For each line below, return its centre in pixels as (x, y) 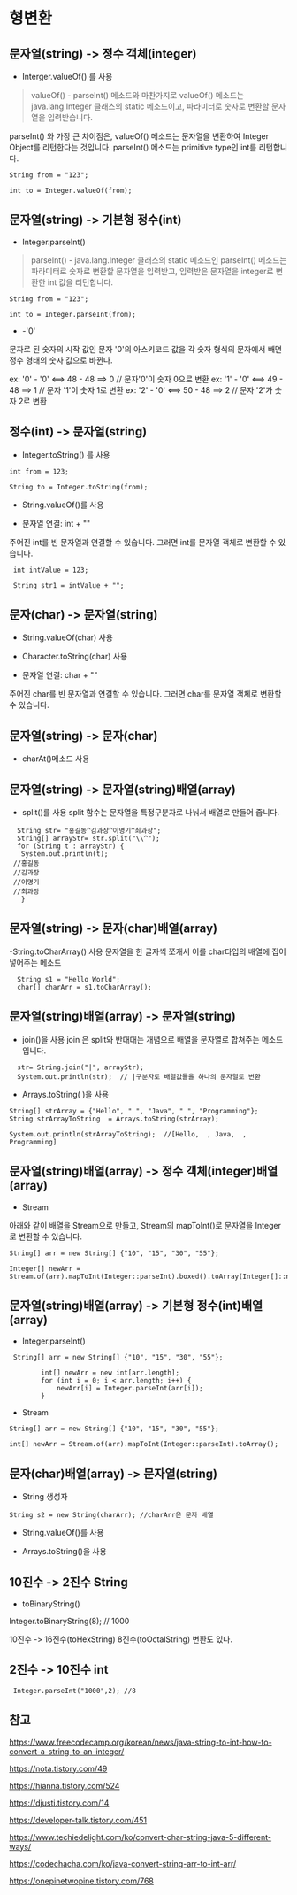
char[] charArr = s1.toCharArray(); (84, 987)
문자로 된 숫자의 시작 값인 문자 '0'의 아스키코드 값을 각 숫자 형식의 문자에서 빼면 (146, 349)
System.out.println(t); (65, 854)
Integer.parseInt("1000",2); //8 (75, 1691)
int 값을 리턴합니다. (80, 282)
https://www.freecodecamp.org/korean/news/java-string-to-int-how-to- (141, 1742)
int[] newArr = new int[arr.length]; (110, 1373)
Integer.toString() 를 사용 (66, 454)
